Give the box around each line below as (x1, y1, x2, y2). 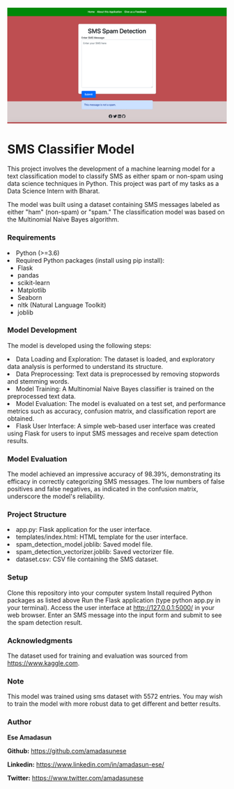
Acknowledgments (7, 635, 73, 645)
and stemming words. (7, 377, 70, 385)
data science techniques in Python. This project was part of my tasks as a (7, 180, 219, 188)
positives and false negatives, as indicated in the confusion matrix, (7, 485, 198, 493)
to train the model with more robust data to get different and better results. (7, 700, 221, 708)
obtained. (7, 414, 35, 423)
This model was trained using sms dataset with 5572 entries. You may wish (7, 693, 223, 701)
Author (7, 717, 32, 727)
